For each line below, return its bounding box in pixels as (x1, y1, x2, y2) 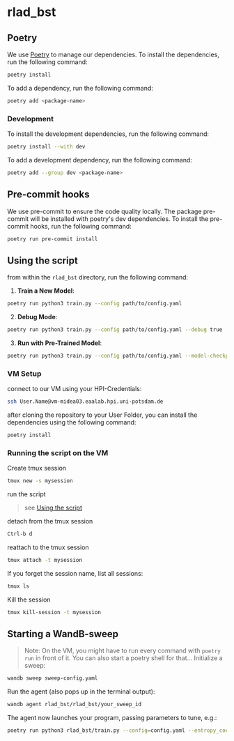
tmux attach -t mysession (7, 557, 82, 564)
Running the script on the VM (7, 448, 109, 457)
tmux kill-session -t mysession (7, 609, 101, 616)
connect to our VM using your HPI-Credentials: (7, 385, 142, 393)
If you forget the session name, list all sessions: (7, 569, 143, 577)
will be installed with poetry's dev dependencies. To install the (30, 214, 209, 223)
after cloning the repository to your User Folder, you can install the (7, 411, 198, 419)
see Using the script (24, 503, 82, 512)
